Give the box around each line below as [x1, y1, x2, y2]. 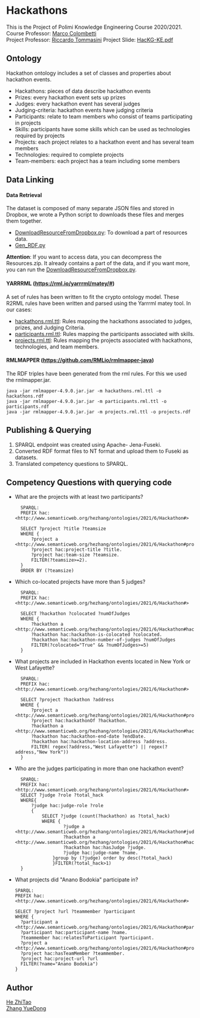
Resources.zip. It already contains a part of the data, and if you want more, [6, 260, 190, 267]
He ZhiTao [6, 998, 32, 1006]
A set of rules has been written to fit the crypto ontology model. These [6, 293, 179, 300]
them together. [6, 217, 43, 225]
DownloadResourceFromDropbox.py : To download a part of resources [14, 229, 188, 237]
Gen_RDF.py [14, 242, 46, 249]
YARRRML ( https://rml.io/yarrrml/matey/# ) [6, 280, 115, 287]
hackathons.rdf [6, 393, 44, 399]
